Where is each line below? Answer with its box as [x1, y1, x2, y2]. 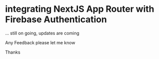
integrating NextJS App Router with [5, 3, 155, 15]
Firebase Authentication [5, 14, 107, 25]
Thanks [5, 49, 21, 55]
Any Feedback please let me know [5, 39, 75, 45]
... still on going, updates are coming [5, 30, 80, 36]
